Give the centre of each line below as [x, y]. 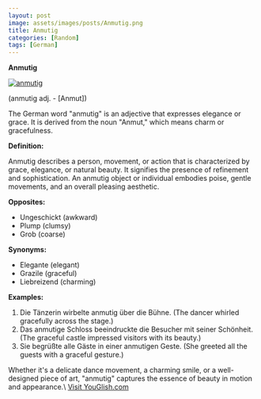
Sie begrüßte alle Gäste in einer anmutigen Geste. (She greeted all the [133, 347]
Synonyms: [28, 250]
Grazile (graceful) [48, 274]
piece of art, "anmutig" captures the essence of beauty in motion [147, 378]
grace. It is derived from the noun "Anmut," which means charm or [116, 122]
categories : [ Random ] [44, 38]
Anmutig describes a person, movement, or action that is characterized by [129, 161]
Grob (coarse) [42, 234]
